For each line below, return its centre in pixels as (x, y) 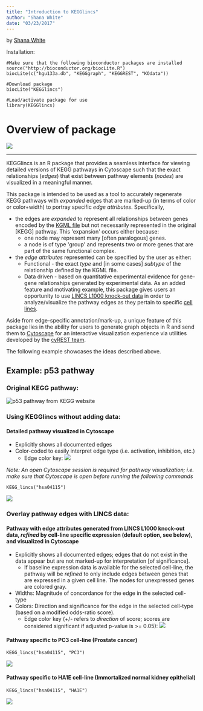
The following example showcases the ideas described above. (84, 352)
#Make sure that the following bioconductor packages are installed (94, 63)
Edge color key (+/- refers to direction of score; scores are (97, 619)
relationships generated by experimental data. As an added (112, 283)
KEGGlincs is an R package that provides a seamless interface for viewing (98, 163)
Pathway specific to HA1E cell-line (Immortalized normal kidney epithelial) (101, 678)
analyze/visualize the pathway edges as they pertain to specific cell (108, 303)
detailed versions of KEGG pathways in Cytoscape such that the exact (94, 169)
